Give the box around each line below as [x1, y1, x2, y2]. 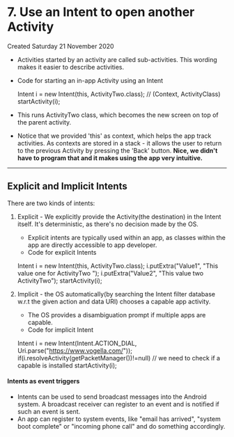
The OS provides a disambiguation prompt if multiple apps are [27, 310, 206, 319]
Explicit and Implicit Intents [7, 180, 127, 192]
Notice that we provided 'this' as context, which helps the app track [17, 132, 212, 140]
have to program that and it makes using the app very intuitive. [17, 154, 203, 162]
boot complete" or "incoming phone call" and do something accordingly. [17, 422, 226, 430]
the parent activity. [17, 118, 72, 126]
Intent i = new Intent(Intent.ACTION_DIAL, [17, 339, 137, 347]
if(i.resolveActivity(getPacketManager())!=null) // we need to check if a [17, 353, 221, 362]
